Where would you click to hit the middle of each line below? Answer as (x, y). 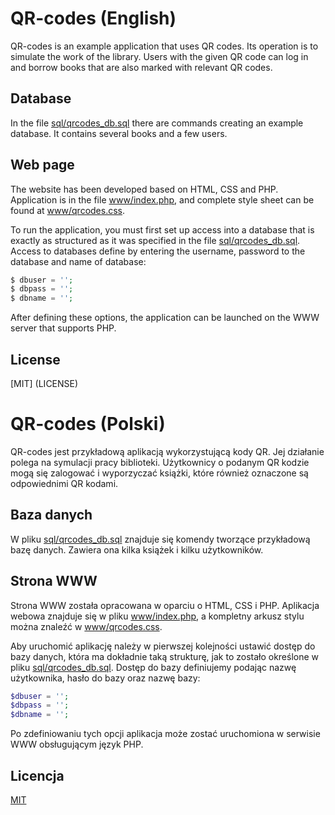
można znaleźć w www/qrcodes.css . (86, 626)
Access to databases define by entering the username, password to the (158, 251)
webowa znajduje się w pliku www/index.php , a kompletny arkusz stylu (157, 616)
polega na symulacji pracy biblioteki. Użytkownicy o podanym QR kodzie (160, 462)
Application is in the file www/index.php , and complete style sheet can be (162, 199)
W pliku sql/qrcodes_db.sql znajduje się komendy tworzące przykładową (160, 539)
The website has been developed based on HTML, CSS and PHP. (144, 189)
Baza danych (51, 515)
